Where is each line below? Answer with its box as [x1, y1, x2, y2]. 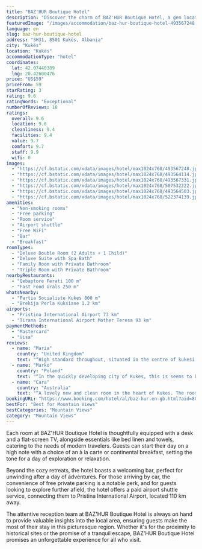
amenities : [6, 200, 34, 206]
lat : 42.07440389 [11, 65, 55, 71]
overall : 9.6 [11, 115, 44, 121]
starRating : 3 [6, 87, 42, 94]
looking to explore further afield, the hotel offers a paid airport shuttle [6, 486, 179, 493]
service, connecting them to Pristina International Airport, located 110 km [6, 492, 186, 500]
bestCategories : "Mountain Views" [6, 407, 93, 413]
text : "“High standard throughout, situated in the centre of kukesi [17, 357, 195, 363]
